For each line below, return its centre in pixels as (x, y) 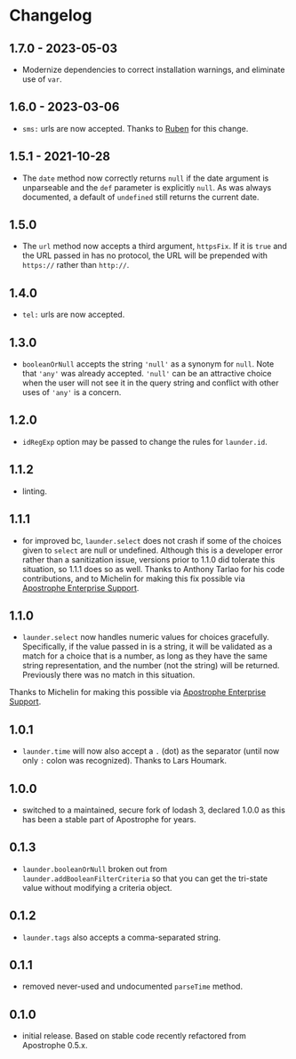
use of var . (42, 79)
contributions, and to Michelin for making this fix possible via (133, 578)
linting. (34, 491)
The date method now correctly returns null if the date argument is (145, 178)
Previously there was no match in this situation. (108, 675)
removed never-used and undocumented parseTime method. (132, 986)
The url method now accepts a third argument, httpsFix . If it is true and (154, 247)
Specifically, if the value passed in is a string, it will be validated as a (147, 647)
